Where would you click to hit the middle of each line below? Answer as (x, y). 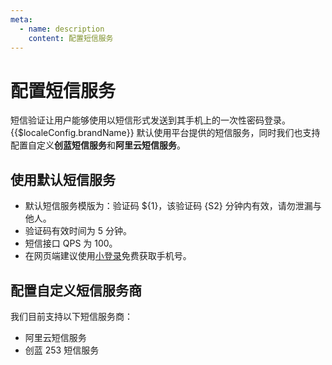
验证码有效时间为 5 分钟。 (78, 231)
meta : (21, 19)
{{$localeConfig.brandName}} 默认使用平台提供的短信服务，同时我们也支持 (165, 133)
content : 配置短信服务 (71, 38)
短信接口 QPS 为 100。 (71, 243)
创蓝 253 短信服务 (62, 350)
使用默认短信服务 (63, 179)
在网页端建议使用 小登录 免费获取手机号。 (108, 256)
